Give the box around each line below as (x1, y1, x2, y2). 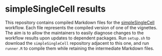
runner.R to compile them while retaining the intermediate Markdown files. (5, 45, 155, 51)
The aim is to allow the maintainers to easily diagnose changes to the (5, 30, 144, 36)
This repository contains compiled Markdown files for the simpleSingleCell (5, 19, 155, 25)
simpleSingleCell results (5, 3, 106, 15)
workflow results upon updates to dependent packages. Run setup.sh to (5, 35, 150, 41)
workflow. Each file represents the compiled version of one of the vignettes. (5, 24, 158, 30)
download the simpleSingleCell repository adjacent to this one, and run (5, 40, 149, 46)
